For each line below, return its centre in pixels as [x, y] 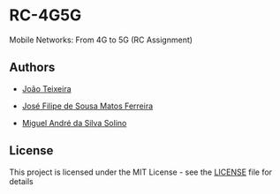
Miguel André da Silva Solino [74, 123]
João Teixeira [47, 88]
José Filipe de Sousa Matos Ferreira [87, 106]
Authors [32, 67]
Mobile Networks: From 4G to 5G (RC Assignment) [101, 40]
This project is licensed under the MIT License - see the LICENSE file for [140, 172]
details [21, 181]
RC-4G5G [45, 15]
